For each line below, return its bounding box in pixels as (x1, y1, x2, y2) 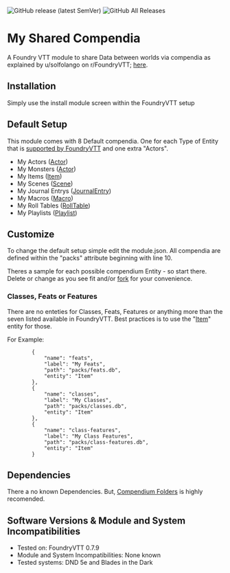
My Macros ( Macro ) (16, 194, 73, 202)
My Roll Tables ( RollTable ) (16, 201, 91, 210)
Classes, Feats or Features (7, 292, 97, 302)
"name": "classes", (43, 390, 100, 398)
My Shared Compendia (7, 31, 141, 46)
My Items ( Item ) (16, 172, 62, 180)
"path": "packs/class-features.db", (43, 438, 149, 446)
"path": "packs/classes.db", (43, 403, 128, 409)
